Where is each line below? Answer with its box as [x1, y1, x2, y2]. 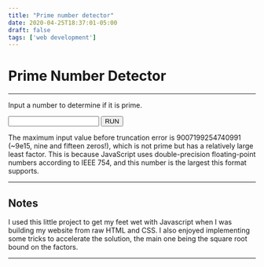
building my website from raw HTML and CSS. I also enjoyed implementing [8, 225, 250, 235]
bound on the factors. [8, 243, 79, 251]
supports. [8, 166, 39, 176]
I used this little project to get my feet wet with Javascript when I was [8, 218, 233, 226]
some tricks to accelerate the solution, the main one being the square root [8, 234, 247, 243]
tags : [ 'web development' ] [8, 33, 97, 42]
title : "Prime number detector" [8, 11, 114, 20]
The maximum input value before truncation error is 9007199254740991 [8, 133, 241, 142]
